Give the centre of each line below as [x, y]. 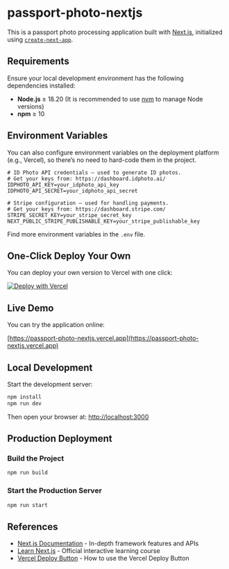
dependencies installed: [41, 86]
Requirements [38, 62]
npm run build [28, 473]
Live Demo [31, 308]
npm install [24, 397]
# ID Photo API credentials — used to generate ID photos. [94, 173]
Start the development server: [50, 384]
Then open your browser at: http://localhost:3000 [78, 417]
